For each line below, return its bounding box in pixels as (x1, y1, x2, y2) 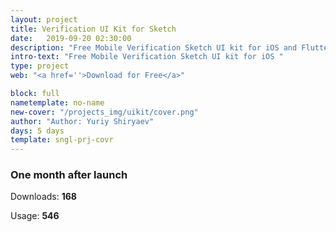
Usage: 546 (10, 210, 60, 222)
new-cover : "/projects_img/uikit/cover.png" (10, 107, 199, 117)
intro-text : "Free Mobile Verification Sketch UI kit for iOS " (10, 52, 284, 62)
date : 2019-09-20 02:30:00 (10, 33, 132, 43)
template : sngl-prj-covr (10, 135, 114, 145)
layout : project (10, 14, 78, 25)
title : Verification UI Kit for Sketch (10, 24, 177, 34)
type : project (10, 61, 70, 71)
